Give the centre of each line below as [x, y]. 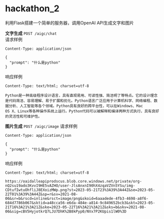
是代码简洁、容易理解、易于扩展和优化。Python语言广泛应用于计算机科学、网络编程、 [80, 101]
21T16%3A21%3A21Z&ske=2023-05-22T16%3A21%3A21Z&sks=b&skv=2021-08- [76, 207]
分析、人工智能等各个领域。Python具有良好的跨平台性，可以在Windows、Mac [76, 106]
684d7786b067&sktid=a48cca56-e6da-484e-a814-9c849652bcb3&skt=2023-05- [80, 203]
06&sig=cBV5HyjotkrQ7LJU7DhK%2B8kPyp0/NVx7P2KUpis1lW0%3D [66, 211]
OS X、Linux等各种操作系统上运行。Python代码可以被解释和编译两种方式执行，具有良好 [82, 111]
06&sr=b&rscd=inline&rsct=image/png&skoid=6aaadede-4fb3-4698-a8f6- [77, 198]
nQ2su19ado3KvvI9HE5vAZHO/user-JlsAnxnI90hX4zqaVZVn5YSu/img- [70, 186]
